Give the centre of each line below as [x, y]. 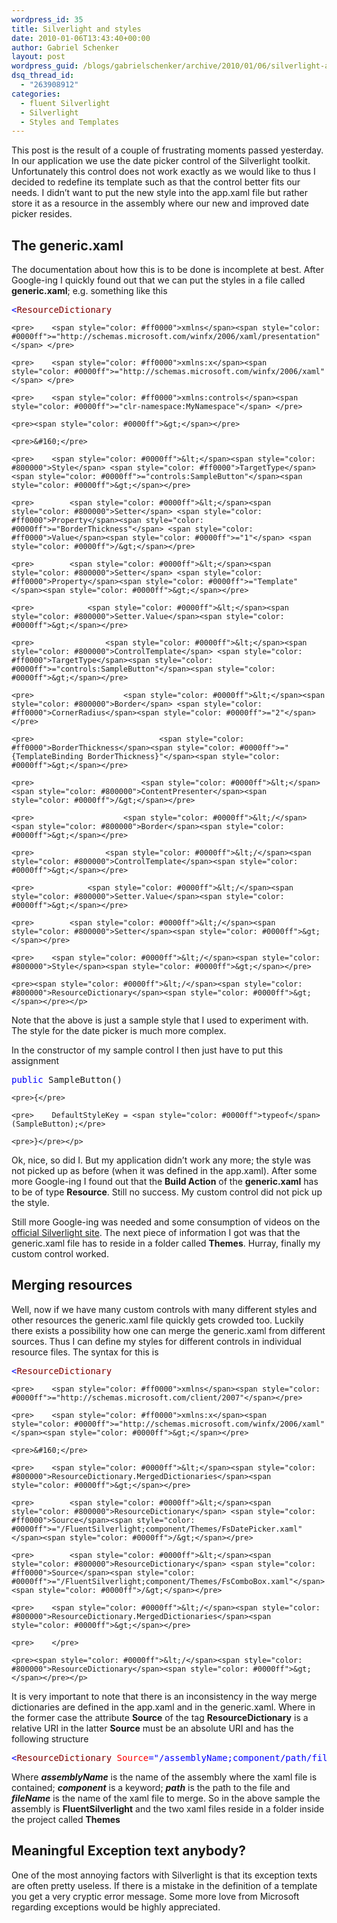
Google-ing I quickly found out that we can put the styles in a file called [158, 280]
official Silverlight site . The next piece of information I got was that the [156, 1233]
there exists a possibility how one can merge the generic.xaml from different [168, 1330]
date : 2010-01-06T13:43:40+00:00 [81, 38]
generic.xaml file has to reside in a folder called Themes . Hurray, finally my [166, 1243]
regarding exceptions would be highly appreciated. [116, 1907]
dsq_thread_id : [43, 76]
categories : [36, 94]
